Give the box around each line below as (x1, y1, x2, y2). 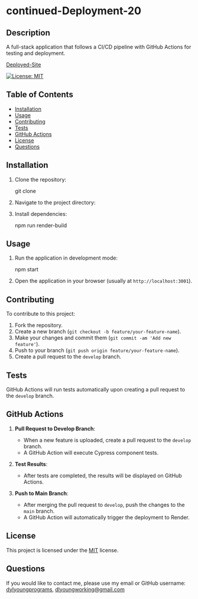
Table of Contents (6, 90, 74, 100)
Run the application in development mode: (14, 254, 118, 261)
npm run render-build (14, 222, 67, 229)
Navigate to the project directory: (14, 199, 96, 206)
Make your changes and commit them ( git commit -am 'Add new (14, 334, 171, 341)
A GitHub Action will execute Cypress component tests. (23, 449, 159, 456)
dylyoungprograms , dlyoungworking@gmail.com (6, 585, 125, 592)
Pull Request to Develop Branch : (14, 425, 96, 432)
